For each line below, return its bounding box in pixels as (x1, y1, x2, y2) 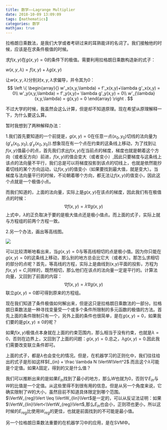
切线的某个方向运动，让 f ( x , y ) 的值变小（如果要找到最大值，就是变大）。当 (9, 166, 159, 172)
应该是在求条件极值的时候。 (14, 46, 71, 52)
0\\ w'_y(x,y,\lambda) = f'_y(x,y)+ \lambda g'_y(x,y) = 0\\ (12, 90, 127, 96)
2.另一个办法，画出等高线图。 (5, 228, 66, 234)
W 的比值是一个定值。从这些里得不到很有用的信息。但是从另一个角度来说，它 (5, 382, 162, 388)
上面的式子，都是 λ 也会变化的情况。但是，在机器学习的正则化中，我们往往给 (5, 352, 161, 358)
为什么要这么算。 (14, 112, 49, 118)
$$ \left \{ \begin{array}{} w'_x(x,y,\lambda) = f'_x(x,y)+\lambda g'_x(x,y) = (7, 85, 161, 91)
